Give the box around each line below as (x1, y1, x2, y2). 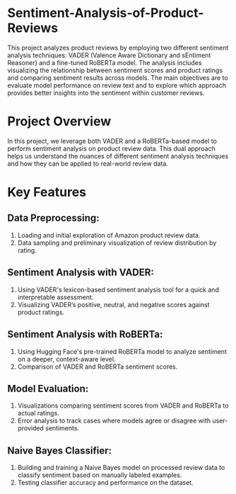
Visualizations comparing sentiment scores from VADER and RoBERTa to (17, 401, 229, 410)
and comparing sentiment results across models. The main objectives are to (7, 73, 228, 82)
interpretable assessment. (17, 292, 94, 301)
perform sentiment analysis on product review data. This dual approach (7, 144, 216, 153)
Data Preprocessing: (7, 212, 100, 224)
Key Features (7, 184, 87, 200)
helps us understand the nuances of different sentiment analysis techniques (7, 151, 229, 160)
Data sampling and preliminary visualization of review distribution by (17, 239, 217, 247)
